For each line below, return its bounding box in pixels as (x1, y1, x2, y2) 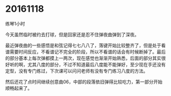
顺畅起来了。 (5, 85, 32, 91)
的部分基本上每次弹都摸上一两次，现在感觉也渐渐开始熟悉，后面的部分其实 (5, 55, 161, 61)
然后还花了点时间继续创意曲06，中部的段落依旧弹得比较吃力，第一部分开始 (5, 79, 163, 85)
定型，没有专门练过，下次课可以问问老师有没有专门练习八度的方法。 (5, 67, 148, 74)
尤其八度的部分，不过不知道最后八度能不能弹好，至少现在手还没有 (27, 61, 166, 67)
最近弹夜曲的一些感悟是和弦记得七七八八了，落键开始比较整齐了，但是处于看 (5, 42, 166, 49)
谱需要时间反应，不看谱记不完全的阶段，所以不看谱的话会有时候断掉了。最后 (5, 49, 166, 55)
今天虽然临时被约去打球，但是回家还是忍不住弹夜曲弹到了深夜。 (5, 31, 139, 37)
